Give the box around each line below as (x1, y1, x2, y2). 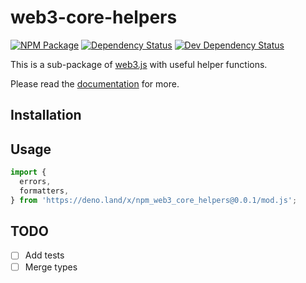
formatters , (19, 186, 70, 196)
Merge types (24, 261, 78, 273)
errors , (19, 177, 52, 187)
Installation (10, 107, 82, 124)
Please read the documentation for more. (10, 77, 180, 90)
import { (10, 167, 47, 178)
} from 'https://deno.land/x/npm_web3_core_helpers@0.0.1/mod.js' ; (10, 195, 298, 205)
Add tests (24, 249, 65, 261)
